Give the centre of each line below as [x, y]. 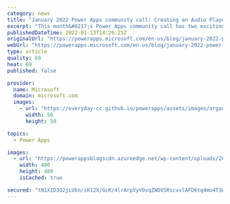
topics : [18, 133]
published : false [32, 71]
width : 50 [39, 115]
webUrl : [18, 45]
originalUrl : [26, 39]
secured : [20, 190]
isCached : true [41, 178]
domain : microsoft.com [46, 96]
